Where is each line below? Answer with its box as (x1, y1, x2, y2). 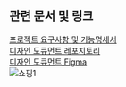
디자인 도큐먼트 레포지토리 (9, 45, 101, 56)
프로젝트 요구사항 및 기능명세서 (9, 34, 118, 45)
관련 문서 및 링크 (9, 8, 94, 24)
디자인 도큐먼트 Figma (9, 57, 88, 67)
